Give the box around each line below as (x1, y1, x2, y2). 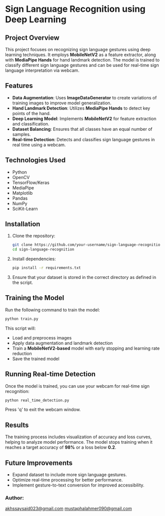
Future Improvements (5, 458, 73, 467)
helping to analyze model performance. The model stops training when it (5, 439, 153, 445)
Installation (5, 220, 40, 228)
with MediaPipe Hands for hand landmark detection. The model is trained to (5, 57, 160, 62)
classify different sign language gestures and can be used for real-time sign (5, 62, 159, 68)
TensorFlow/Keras (12, 180, 50, 185)
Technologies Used (5, 156, 66, 164)
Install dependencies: (12, 256, 56, 262)
